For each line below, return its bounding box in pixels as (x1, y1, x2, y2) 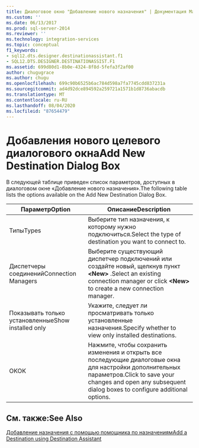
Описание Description (107, 206, 171, 214)
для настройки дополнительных (88, 363, 181, 371)
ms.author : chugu (6, 75, 49, 81)
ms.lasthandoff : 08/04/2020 (6, 102, 76, 109)
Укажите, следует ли (88, 301, 148, 310)
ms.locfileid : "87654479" (6, 108, 70, 114)
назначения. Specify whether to (88, 324, 176, 332)
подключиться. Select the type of (88, 230, 181, 238)
